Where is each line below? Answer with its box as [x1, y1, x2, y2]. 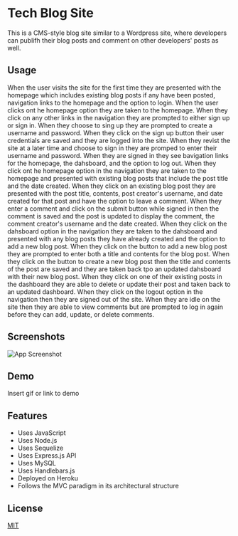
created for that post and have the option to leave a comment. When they [7, 196, 222, 205]
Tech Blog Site [7, 5, 94, 21]
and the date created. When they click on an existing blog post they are [7, 182, 217, 190]
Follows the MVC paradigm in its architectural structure [17, 482, 179, 490]
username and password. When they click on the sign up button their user [7, 128, 225, 137]
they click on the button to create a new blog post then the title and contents [7, 257, 231, 266]
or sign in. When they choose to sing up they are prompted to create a [7, 121, 213, 130]
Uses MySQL [17, 459, 57, 468]
